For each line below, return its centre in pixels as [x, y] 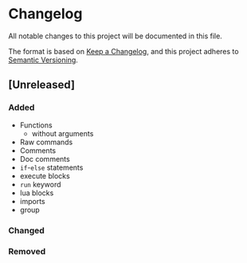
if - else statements [51, 167]
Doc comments [45, 159]
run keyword [40, 184]
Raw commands [46, 142]
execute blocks [45, 175]
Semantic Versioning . [43, 60]
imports [32, 201]
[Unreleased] [42, 85]
